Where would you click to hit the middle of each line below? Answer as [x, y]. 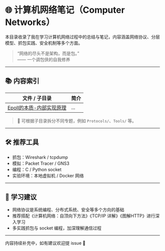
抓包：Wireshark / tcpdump [40, 157]
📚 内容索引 [22, 81]
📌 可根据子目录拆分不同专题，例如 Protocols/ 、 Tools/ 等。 [77, 121]
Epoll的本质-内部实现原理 [37, 107]
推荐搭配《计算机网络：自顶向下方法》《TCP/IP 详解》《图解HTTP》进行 [84, 216]
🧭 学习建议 [21, 197]
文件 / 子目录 [37, 98]
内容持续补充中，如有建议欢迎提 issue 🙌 [45, 243]
